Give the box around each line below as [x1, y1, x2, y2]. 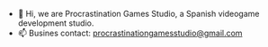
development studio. [17, 18, 94, 28]
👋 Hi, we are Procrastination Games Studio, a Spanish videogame [17, 9, 260, 19]
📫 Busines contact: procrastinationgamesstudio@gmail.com [17, 27, 243, 38]
